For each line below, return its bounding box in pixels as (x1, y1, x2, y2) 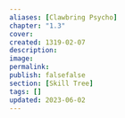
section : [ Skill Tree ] (9, 79, 94, 88)
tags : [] (9, 87, 42, 96)
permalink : (9, 63, 50, 72)
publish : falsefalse (9, 71, 87, 80)
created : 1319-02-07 (9, 37, 87, 47)
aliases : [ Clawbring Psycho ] (9, 12, 118, 22)
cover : (9, 29, 34, 38)
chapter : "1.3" (9, 21, 66, 30)
